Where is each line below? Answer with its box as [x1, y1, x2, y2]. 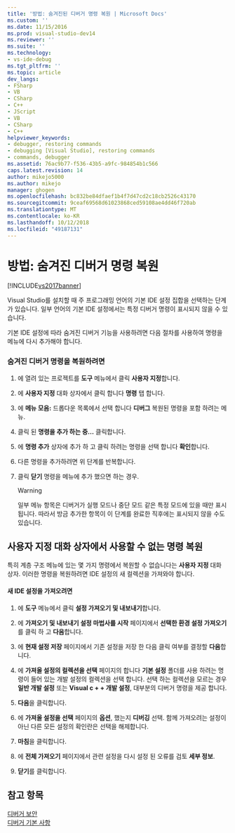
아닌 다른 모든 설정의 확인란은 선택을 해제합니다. [17, 722, 149, 731]
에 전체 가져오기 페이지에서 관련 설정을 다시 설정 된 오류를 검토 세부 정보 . [17, 752, 215, 760]
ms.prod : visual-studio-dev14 [7, 29, 96, 37]
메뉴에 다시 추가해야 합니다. [7, 338, 83, 346]
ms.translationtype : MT [7, 206, 77, 213]
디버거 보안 [7, 809, 38, 818]
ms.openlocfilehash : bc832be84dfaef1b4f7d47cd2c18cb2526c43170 [7, 193, 196, 200]
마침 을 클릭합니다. [17, 737, 67, 745]
